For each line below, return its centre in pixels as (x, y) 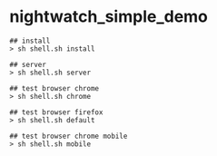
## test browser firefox (56, 112)
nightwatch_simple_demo (109, 17)
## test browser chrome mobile (69, 136)
